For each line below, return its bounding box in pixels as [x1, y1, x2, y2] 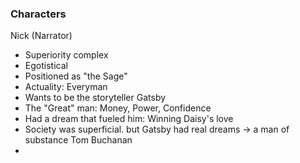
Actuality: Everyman [24, 81, 108, 93]
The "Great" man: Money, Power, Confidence [24, 102, 212, 114]
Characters [10, 7, 67, 21]
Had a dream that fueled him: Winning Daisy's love [24, 113, 234, 125]
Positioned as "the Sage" [24, 70, 128, 82]
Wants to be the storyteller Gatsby [24, 92, 167, 104]
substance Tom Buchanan [24, 134, 133, 146]
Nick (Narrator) [10, 30, 73, 42]
